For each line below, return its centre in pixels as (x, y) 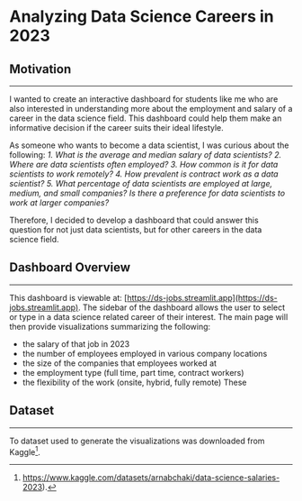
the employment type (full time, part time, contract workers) (133, 372)
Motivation (40, 69)
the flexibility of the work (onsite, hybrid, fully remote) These (134, 382)
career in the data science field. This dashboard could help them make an (146, 118)
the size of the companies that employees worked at (120, 363)
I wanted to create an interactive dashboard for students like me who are (144, 99)
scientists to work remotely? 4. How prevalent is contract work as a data (144, 174)
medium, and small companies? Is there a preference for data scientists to (147, 193)
